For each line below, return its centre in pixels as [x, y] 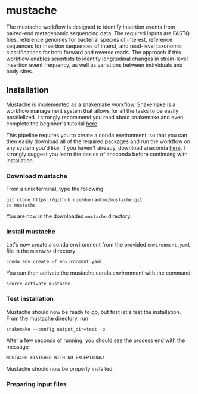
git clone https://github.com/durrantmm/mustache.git [75, 200]
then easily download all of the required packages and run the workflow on [98, 141]
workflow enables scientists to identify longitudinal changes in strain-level [97, 59]
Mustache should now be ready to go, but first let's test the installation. [94, 312]
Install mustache [31, 232]
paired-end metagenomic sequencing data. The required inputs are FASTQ [98, 33]
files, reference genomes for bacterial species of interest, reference [89, 39]
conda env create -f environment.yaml [54, 262]
